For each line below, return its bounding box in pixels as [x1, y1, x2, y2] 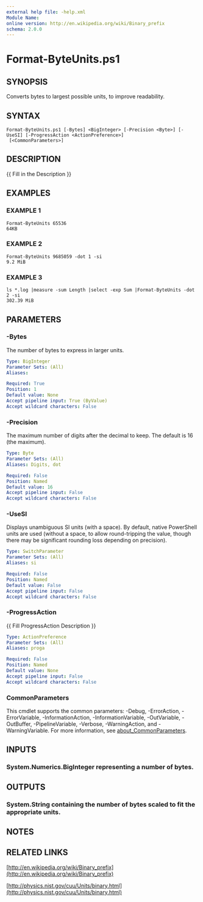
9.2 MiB [6, 259, 26, 265]
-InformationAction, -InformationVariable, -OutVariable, [42, 714, 181, 722]
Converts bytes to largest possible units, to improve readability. [6, 93, 165, 100]
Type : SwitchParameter [6, 549, 64, 555]
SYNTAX [6, 111, 41, 121]
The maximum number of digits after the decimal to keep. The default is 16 [6, 432, 193, 439]
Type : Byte [6, 450, 34, 456]
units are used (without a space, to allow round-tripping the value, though [6, 530, 191, 538]
